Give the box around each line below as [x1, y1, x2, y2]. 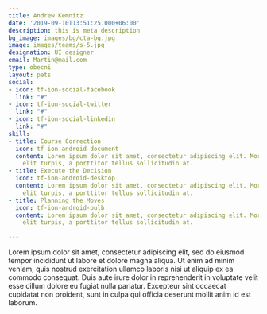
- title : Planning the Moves [8, 196, 105, 204]
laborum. [8, 298, 38, 308]
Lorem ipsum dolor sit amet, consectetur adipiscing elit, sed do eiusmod [8, 247, 245, 257]
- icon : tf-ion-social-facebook [8, 85, 115, 94]
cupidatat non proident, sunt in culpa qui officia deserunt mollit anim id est [8, 289, 252, 299]
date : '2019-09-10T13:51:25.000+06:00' [8, 19, 141, 27]
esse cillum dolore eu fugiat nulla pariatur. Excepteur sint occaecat [8, 281, 226, 291]
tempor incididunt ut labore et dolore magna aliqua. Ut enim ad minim [8, 256, 235, 266]
